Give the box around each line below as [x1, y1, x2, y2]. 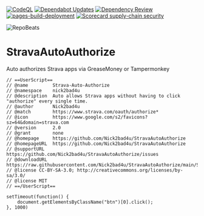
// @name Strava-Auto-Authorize [6, 82, 110, 88]
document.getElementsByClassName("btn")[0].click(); [17, 199, 154, 205]
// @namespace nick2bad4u [6, 87, 80, 93]
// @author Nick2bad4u [6, 103, 80, 109]
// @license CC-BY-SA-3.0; [6, 167, 75, 173]
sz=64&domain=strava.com [6, 119, 69, 126]
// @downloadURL [6, 157, 47, 163]
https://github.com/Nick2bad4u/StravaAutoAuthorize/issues [6, 151, 159, 157]
